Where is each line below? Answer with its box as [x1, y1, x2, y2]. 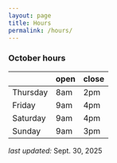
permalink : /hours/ [8, 26, 73, 34]
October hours [8, 52, 66, 64]
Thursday [12, 87, 49, 98]
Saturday [12, 112, 46, 123]
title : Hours [8, 19, 52, 27]
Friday [12, 99, 36, 111]
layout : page [8, 11, 52, 20]
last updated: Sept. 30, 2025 [8, 146, 103, 155]
